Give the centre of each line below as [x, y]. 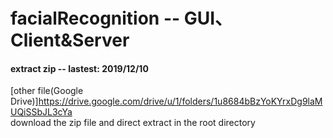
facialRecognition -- [95, 18]
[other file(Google [47, 91]
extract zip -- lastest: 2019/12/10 [79, 68]
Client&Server [70, 40]
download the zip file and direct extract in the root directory [133, 123]
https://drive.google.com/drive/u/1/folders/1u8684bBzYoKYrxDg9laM [180, 101]
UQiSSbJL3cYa [41, 112]
